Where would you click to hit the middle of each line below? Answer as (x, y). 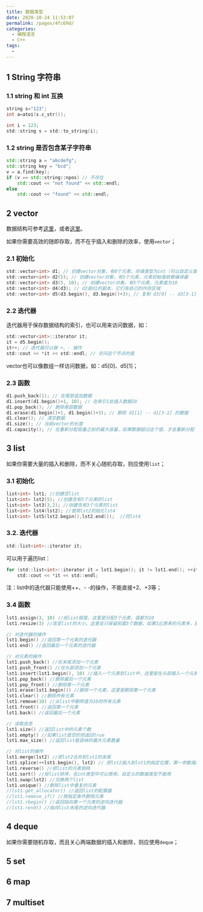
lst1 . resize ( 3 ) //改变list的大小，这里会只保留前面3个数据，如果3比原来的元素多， (100, 623)
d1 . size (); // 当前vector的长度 (45, 424)
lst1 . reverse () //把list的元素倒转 (48, 768)
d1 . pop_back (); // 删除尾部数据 (44, 407)
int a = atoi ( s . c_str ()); (36, 115)
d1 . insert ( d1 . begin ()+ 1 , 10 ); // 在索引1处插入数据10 (72, 401)
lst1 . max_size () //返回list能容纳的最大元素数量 (63, 741)
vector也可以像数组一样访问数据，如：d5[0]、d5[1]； (72, 366)
